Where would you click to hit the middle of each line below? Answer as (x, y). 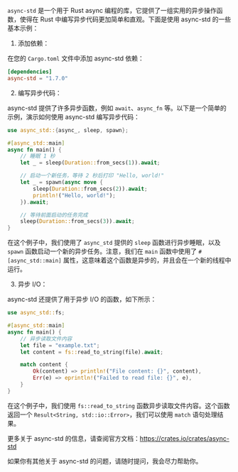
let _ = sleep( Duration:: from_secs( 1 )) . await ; (90, 163)
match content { (44, 365)
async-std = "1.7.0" (38, 78)
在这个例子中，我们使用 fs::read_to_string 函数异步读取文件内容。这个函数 (119, 405)
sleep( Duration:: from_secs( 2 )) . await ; (90, 189)
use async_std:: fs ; (36, 313)
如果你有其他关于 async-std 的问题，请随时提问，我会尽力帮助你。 (105, 461)
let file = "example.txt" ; (60, 345)
